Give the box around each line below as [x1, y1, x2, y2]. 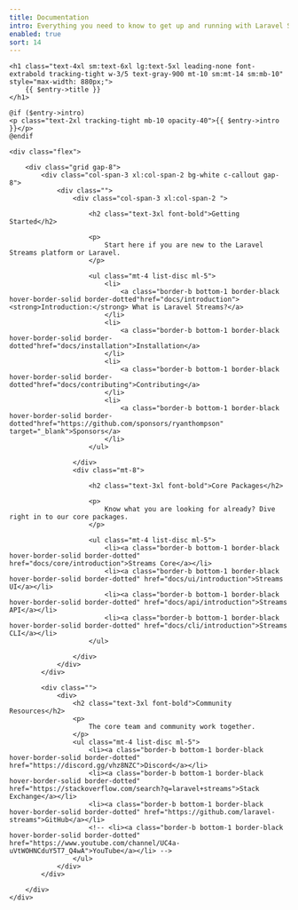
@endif [9, 132, 34, 141]
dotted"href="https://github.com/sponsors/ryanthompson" [9, 419, 224, 429]
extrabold [9, 70, 46, 79]
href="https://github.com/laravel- [144, 808, 276, 817]
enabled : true [9, 29, 62, 38]
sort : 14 [9, 37, 42, 47]
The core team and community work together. [88, 723, 255, 732]
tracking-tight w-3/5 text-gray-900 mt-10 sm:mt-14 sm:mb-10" [48, 70, 284, 79]
